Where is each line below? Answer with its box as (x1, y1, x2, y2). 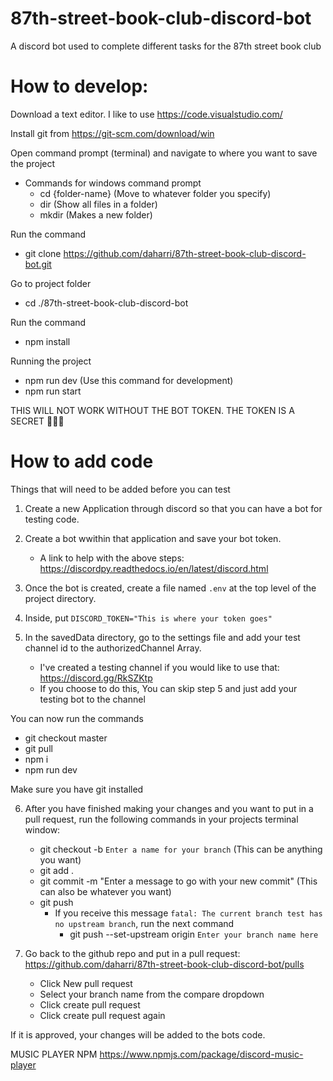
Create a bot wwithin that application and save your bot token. (24, 532, 282, 544)
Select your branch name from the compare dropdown (39, 988, 265, 1000)
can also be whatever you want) (39, 885, 172, 897)
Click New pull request (39, 977, 133, 989)
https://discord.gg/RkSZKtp (39, 672, 153, 684)
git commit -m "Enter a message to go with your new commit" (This (39, 875, 318, 887)
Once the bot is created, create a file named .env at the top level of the (24, 582, 317, 594)
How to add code (10, 450, 154, 473)
